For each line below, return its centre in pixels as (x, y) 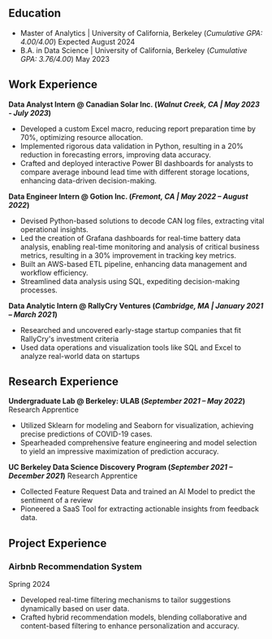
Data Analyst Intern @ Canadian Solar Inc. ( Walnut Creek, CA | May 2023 (134, 104)
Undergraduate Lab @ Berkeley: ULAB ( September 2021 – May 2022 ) (127, 401)
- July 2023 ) (30, 112)
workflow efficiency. (54, 273)
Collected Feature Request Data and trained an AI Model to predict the (138, 492)
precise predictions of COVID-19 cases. (86, 434)
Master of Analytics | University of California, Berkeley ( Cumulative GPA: (141, 33)
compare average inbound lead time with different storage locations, (135, 172)
